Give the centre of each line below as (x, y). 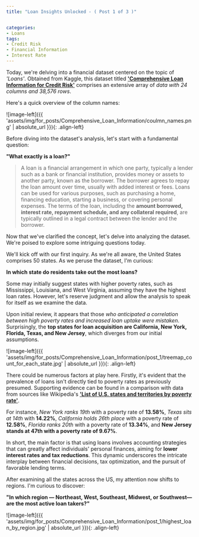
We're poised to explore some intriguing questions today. (76, 242)
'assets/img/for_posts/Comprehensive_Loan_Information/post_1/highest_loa (99, 521)
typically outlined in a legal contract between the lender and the (99, 218)
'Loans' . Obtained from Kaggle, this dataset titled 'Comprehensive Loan (95, 79)
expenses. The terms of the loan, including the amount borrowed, (102, 205)
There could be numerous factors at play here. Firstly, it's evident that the (96, 375)
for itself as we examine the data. (47, 302)
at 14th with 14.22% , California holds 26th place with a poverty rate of (93, 418)
